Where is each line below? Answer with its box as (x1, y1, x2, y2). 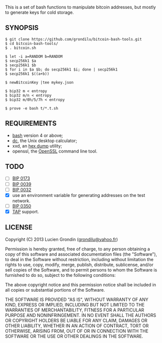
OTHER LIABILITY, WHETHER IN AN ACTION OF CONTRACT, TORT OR (5, 323, 149, 329)
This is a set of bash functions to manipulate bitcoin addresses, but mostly (5, 4, 156, 10)
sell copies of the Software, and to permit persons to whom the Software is (5, 267, 158, 273)
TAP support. (12, 208, 39, 214)
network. (12, 197, 31, 204)
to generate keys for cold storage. (5, 9, 74, 15)
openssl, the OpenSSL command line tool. (12, 148, 97, 154)
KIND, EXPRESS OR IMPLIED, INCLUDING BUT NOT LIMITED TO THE (5, 302, 145, 307)
